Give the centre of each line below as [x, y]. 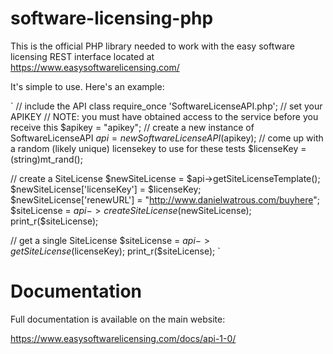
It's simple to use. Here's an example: [87, 86]
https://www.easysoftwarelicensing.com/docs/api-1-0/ [123, 338]
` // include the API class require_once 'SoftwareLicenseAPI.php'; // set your [166, 106]
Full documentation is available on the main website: [118, 319]
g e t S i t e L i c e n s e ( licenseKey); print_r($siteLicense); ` [115, 251]
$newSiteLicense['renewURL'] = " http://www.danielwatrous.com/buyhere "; [165, 199]
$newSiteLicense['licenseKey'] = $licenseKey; [106, 189]
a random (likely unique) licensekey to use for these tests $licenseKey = [158, 148]
